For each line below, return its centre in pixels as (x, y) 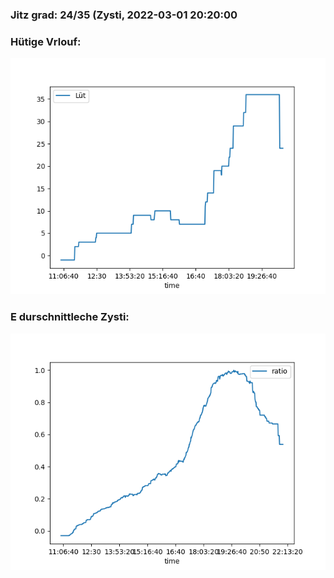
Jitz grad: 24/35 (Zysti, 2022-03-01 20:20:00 (124, 15)
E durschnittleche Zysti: (70, 317)
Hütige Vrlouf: (46, 41)
